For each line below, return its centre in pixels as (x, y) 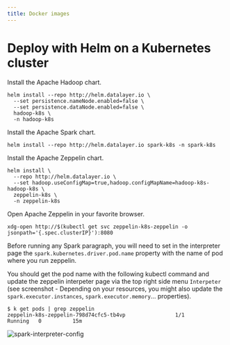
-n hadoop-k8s (34, 119)
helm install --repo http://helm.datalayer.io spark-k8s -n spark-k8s (112, 145)
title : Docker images (39, 14)
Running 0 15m (44, 321)
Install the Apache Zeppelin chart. (56, 158)
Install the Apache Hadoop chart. (55, 82)
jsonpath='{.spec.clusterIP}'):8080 (60, 233)
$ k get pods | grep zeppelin (51, 309)
